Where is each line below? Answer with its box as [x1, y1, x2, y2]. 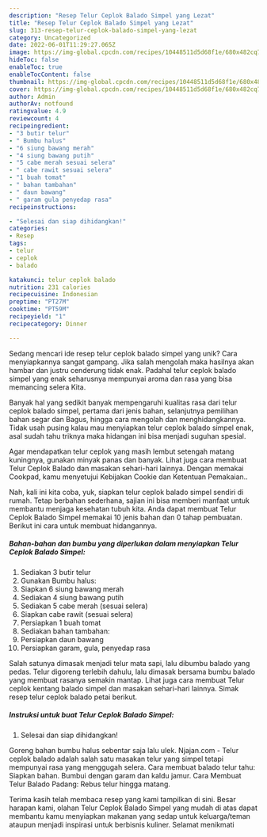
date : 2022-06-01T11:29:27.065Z [9, 41, 116, 49]
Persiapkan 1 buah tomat [20, 618, 101, 627]
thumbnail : [9, 78, 45, 86]
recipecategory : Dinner [9, 320, 88, 328]
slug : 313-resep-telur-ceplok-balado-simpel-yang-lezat [9, 26, 197, 34]
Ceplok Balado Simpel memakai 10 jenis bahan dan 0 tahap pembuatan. [9, 512, 242, 522]
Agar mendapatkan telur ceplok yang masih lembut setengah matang [9, 447, 235, 456]
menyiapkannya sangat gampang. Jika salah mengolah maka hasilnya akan [9, 357, 254, 367]
